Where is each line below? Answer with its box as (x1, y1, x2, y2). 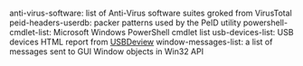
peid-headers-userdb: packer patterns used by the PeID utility (9, 17, 241, 28)
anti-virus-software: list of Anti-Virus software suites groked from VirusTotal (9, 8, 292, 18)
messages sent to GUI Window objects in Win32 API (9, 46, 204, 57)
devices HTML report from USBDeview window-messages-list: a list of (9, 36, 273, 47)
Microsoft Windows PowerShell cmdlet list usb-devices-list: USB (52, 27, 294, 37)
